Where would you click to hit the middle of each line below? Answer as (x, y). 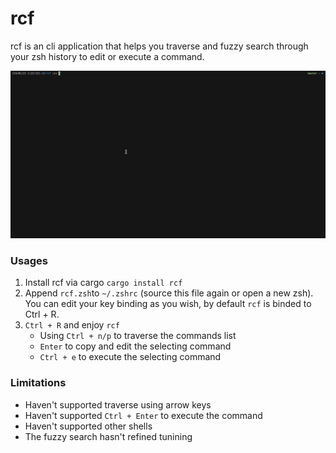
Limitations (38, 383)
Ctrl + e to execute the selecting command (130, 357)
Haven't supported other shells (88, 426)
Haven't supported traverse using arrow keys (118, 404)
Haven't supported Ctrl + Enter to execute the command (143, 415)
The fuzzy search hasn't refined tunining (108, 436)
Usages (29, 260)
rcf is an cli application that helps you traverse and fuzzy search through (159, 46)
